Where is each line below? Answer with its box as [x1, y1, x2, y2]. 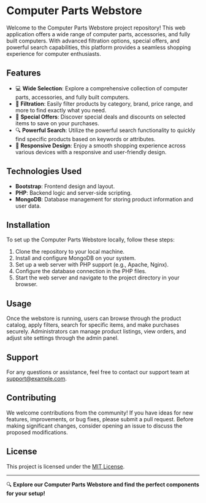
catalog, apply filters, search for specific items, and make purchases [6, 321, 180, 329]
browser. [15, 281, 38, 288]
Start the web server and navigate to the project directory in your [15, 274, 180, 281]
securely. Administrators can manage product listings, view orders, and [6, 328, 186, 335]
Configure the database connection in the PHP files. [15, 268, 147, 275]
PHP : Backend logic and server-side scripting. [15, 189, 132, 197]
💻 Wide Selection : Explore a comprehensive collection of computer [15, 84, 188, 92]
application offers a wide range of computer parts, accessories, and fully [6, 30, 191, 37]
